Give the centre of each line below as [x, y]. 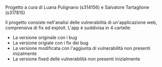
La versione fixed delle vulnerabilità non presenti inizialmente [76, 59]
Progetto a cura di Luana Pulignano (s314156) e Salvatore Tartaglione [77, 7]
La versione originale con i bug [45, 38]
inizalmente [25, 53]
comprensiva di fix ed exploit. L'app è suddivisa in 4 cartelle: [68, 28]
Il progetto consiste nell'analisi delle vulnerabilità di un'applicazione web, [81, 22]
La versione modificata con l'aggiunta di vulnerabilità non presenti [81, 48]
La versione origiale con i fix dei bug [50, 43]
